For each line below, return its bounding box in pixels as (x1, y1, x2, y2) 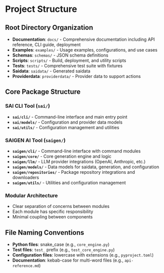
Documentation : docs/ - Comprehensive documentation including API (12, 36, 155, 42)
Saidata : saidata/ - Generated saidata (12, 68, 90, 74)
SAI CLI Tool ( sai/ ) (5, 103, 50, 110)
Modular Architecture (5, 192, 58, 199)
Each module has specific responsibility (12, 208, 93, 214)
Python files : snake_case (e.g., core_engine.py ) (12, 242, 110, 248)
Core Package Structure (5, 88, 81, 96)
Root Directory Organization (5, 23, 93, 32)
